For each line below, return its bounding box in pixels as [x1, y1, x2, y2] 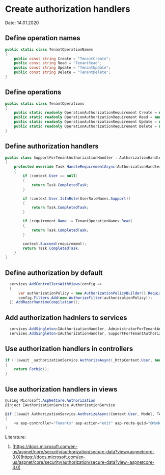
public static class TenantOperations [5, 101, 84, 106]
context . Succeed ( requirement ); [23, 241, 87, 246]
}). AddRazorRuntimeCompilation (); [9, 300, 80, 305]
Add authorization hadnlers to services [5, 313, 127, 322]
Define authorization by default [5, 268, 103, 277]
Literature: [5, 434, 26, 440]
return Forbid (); [14, 367, 50, 372]
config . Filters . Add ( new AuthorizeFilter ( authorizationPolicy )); [18, 295, 153, 300]
